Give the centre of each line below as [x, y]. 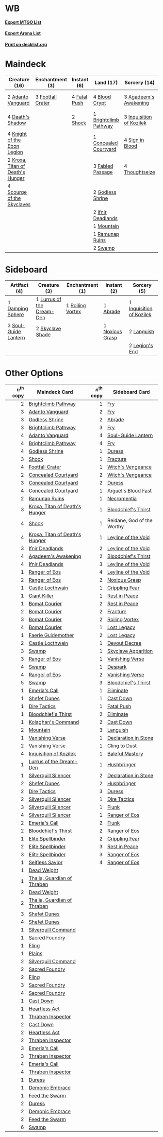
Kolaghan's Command [54, 722]
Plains [36, 954]
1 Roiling [76, 305]
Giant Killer [41, 596]
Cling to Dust [122, 746]
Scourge [17, 192]
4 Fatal [80, 97]
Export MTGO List [23, 22]
